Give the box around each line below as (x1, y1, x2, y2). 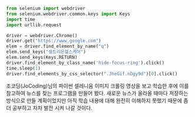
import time (6, 16, 35, 22)
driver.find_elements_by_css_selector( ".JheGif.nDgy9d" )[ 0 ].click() (6, 71, 178, 76)
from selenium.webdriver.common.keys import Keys (6, 11, 131, 17)
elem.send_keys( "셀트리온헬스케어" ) (6, 49, 87, 55)
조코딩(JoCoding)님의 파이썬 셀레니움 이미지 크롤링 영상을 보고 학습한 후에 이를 (6, 82, 189, 89)
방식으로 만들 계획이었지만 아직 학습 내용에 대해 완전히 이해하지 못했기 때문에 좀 (6, 97, 189, 104)
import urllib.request (6, 22, 62, 28)
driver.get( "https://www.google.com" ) (6, 38, 101, 44)
